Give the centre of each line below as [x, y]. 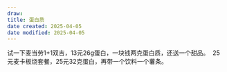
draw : [15, 13]
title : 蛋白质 [26, 20]
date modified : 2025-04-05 [46, 33]
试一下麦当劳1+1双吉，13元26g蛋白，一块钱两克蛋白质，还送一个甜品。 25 [113, 53]
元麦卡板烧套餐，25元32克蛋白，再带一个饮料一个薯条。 [88, 62]
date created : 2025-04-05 [44, 26]
